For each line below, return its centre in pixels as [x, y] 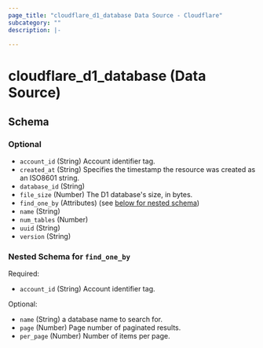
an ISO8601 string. [49, 178]
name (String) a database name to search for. [91, 320]
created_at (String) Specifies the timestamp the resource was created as [137, 170]
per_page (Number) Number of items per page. [95, 336]
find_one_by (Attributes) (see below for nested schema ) [110, 203]
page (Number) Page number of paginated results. [100, 328]
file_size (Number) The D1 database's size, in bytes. [106, 195]
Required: [24, 274]
